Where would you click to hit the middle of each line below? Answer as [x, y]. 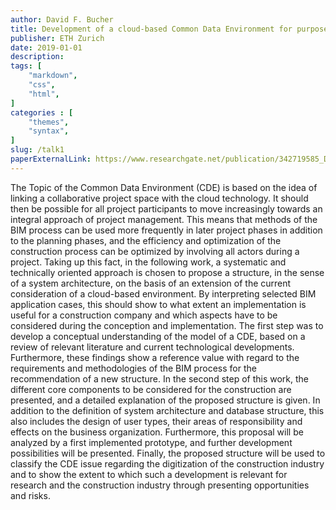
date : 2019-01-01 [46, 47]
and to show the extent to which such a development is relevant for [149, 474]
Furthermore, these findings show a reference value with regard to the [155, 357]
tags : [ [26, 66]
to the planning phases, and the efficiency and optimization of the [146, 240]
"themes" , [49, 122]
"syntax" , [49, 131]
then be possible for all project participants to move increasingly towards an [166, 208]
